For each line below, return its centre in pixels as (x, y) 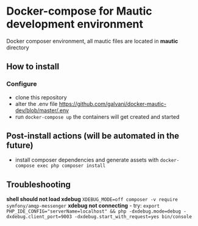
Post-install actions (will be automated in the (93, 136)
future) (20, 145)
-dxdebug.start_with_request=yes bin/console (133, 217)
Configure (22, 84)
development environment (75, 24)
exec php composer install (72, 166)
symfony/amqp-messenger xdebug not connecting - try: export (83, 206)
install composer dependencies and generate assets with (87, 160)
